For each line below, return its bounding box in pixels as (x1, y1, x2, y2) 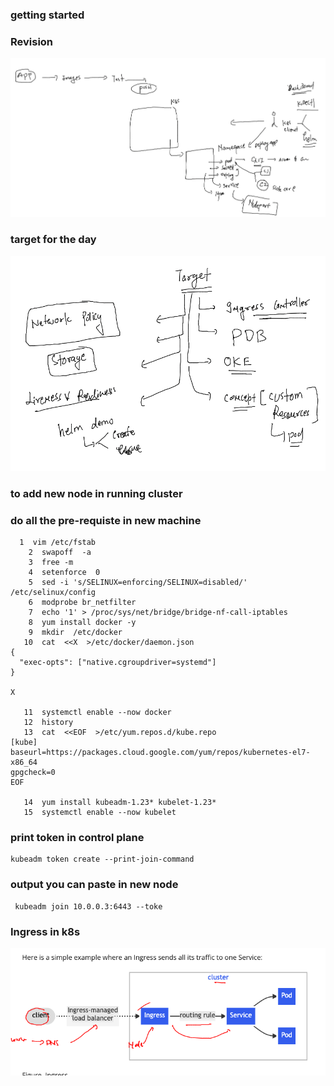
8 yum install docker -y (28, 618, 137, 628)
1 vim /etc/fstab (19, 538, 97, 548)
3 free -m (28, 558, 74, 568)
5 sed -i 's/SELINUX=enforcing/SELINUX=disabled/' (28, 578, 248, 588)
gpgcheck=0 (10, 768, 56, 778)
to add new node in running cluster (10, 486, 183, 500)
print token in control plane (10, 830, 145, 844)
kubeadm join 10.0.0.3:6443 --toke (14, 901, 163, 912)
